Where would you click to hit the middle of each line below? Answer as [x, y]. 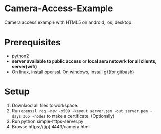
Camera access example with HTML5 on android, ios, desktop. [69, 22]
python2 [20, 56]
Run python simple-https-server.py [48, 121]
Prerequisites [33, 42]
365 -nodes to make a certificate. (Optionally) [69, 116]
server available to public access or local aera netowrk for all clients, [84, 61]
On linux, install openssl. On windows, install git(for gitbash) [73, 72]
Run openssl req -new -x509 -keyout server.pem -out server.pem [80, 111]
